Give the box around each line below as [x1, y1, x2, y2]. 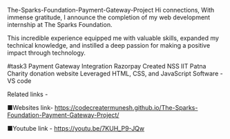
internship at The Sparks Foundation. [7, 21, 113, 28]
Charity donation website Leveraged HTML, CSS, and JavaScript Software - [7, 69, 223, 77]
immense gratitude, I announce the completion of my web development [7, 13, 211, 21]
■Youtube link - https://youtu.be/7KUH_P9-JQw [7, 124, 145, 132]
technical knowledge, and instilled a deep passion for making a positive [7, 41, 211, 49]
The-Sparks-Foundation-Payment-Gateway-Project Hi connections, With [7, 6, 215, 14]
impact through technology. [7, 48, 86, 57]
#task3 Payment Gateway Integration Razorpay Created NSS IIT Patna [7, 62, 207, 70]
